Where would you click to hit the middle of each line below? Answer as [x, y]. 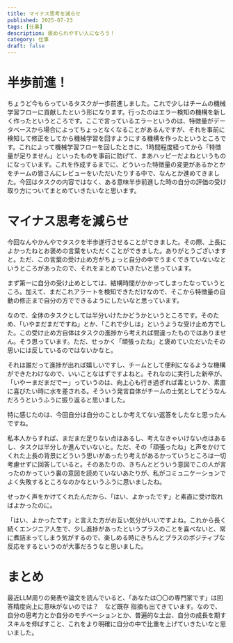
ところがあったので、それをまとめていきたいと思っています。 [107, 268]
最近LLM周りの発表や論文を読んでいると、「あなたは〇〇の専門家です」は [112, 598]
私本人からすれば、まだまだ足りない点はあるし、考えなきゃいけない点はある [117, 438]
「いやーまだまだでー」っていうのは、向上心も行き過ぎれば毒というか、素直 [116, 382]
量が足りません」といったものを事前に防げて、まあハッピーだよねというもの [116, 156]
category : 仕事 [28, 40]
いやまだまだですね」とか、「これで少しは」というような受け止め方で [121, 324]
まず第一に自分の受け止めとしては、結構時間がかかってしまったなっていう [113, 282]
